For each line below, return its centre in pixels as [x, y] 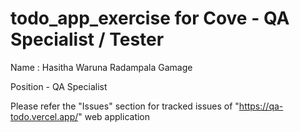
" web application [114, 116]
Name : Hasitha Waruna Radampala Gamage [101, 67]
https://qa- [261, 106]
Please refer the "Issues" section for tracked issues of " [125, 106]
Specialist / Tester [87, 39]
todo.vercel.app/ [44, 116]
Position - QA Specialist [59, 86]
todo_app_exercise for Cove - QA [150, 18]
